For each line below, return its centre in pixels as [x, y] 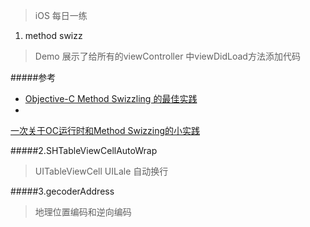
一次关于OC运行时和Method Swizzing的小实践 [105, 130]
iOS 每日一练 [61, 15]
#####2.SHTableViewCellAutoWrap [84, 150]
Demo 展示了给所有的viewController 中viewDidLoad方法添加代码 [167, 56]
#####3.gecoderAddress [62, 191]
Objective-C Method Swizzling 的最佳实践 [111, 98]
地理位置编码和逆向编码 [83, 212]
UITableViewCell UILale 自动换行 [101, 171]
